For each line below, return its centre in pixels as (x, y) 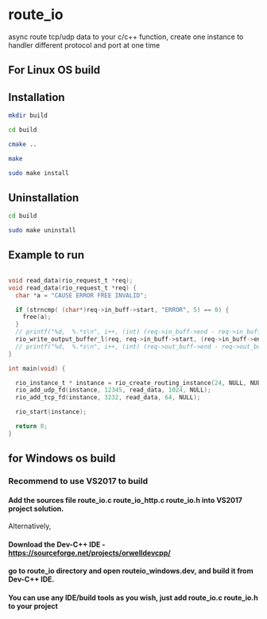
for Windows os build (62, 459)
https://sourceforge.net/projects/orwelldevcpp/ (89, 553)
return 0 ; (31, 426)
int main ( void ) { (37, 368)
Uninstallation (44, 198)
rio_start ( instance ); (51, 412)
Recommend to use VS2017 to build (78, 481)
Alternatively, (30, 526)
